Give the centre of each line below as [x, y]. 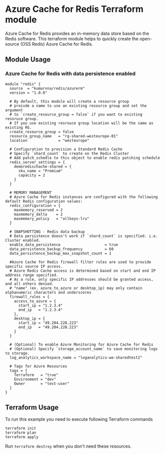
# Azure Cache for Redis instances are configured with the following [84, 197]
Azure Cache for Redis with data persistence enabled [70, 74]
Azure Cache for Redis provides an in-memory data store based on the [77, 33]
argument [14, 110]
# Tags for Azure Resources [39, 366]
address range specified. [32, 275]
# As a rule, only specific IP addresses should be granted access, [82, 279]
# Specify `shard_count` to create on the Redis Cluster [69, 153]
